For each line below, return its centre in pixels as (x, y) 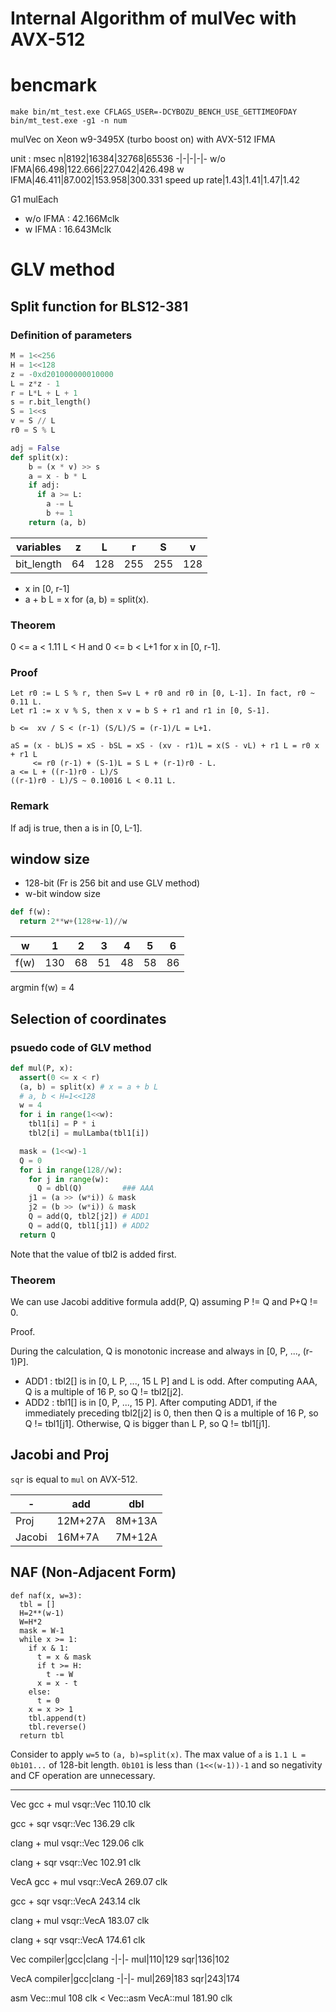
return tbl (42, 1735)
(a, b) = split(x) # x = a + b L (89, 1087)
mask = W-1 (42, 1630)
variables (39, 547)
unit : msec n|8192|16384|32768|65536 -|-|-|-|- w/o (118, 159)
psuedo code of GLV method (81, 1047)
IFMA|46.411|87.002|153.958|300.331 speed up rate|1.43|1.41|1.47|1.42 (155, 180)
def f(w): (31, 912)
